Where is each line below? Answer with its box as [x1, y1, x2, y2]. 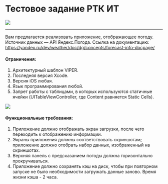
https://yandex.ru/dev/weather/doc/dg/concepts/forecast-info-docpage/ [5, 44, 155, 50]
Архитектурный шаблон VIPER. [12, 67, 78, 73]
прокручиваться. [12, 158, 49, 164]
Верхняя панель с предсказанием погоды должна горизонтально [12, 153, 153, 159]
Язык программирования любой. [12, 83, 83, 89]
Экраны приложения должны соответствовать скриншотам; [12, 137, 142, 143]
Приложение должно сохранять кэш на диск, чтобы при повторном [12, 163, 158, 169]
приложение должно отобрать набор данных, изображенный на [12, 142, 150, 148]
